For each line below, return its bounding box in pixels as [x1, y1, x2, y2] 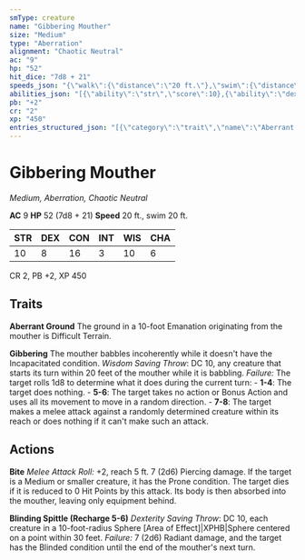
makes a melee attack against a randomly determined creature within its [9, 405, 280, 416]
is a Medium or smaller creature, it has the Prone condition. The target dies [9, 475, 290, 486]
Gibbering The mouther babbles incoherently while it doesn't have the [9, 347, 273, 359]
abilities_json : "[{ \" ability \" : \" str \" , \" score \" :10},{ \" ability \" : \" [9, 89, 287, 98]
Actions [9, 442, 54, 457]
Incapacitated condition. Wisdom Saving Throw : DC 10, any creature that [9, 357, 281, 368]
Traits [9, 296, 44, 312]
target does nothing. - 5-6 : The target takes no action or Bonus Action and [9, 386, 289, 397]
